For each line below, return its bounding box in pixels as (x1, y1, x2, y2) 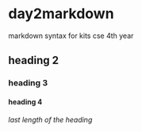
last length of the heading (8, 115, 93, 125)
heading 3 (8, 77, 48, 89)
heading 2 (8, 54, 59, 67)
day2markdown (8, 5, 114, 23)
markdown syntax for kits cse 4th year (8, 31, 134, 40)
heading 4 (8, 96, 43, 107)
